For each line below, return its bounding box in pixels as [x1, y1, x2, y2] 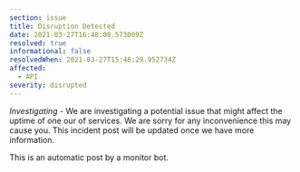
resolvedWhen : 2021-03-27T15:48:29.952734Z [9, 55, 177, 64]
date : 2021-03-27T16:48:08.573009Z [9, 30, 144, 39]
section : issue [9, 13, 67, 23]
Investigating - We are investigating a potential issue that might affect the [9, 105, 283, 116]
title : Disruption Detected [9, 22, 116, 31]
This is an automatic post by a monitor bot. [9, 151, 169, 163]
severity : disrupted [9, 81, 88, 90]
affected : [9, 64, 47, 73]
